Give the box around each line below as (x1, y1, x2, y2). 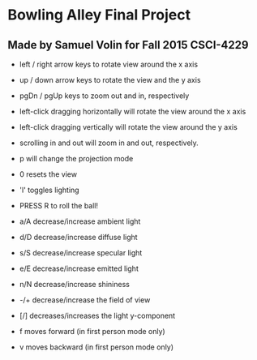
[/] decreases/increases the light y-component (19, 311, 176, 320)
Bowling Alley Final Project (7, 6, 191, 24)
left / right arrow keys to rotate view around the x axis (19, 59, 199, 69)
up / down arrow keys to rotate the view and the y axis (19, 75, 201, 84)
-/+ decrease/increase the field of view (19, 295, 151, 305)
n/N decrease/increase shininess (19, 280, 131, 289)
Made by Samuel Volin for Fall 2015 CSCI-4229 (7, 38, 249, 52)
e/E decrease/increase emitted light (19, 264, 139, 273)
